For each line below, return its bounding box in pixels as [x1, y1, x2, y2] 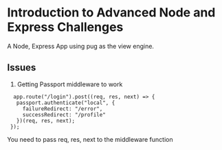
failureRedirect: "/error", [22, 105, 103, 112]
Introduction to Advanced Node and [7, 5, 216, 21]
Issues [7, 62, 36, 73]
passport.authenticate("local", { [16, 99, 115, 106]
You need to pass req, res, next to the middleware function [7, 135, 173, 143]
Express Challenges [7, 19, 124, 35]
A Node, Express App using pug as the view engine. [7, 42, 155, 50]
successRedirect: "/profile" [22, 111, 107, 118]
